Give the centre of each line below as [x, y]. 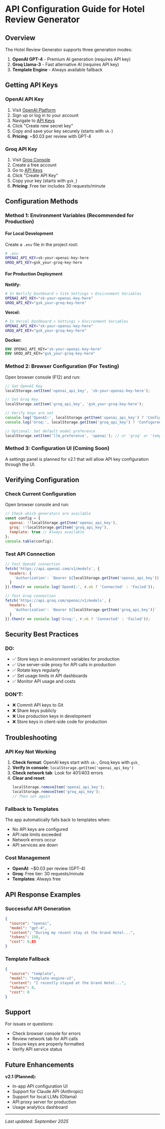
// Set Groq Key [22, 400]
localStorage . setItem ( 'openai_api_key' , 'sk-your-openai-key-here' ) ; [78, 391]
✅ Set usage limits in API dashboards [50, 676]
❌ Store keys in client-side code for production [59, 722]
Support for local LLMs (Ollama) [44, 1097]
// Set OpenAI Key [24, 386]
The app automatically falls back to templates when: [58, 820]
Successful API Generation [38, 908]
